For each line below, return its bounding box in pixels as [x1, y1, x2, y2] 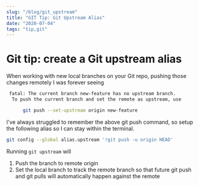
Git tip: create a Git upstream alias [6, 52, 182, 66]
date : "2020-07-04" [6, 20, 56, 26]
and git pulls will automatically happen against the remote [15, 172, 161, 180]
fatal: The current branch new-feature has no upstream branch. [9, 91, 176, 97]
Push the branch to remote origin [15, 159, 99, 166]
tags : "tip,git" [6, 26, 48, 32]
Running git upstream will [6, 148, 71, 155]
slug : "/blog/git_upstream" [6, 9, 78, 15]
